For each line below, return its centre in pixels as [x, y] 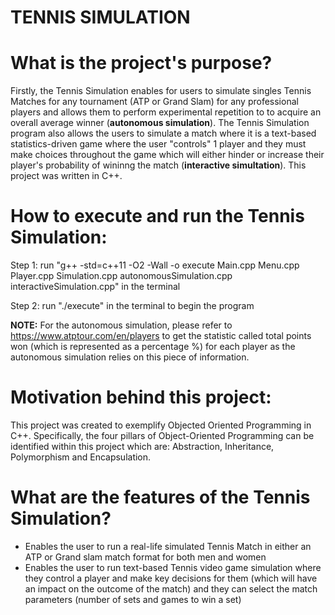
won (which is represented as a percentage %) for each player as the [153, 347]
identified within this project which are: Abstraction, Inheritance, [142, 446]
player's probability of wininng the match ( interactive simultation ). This [158, 165]
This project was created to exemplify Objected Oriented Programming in [161, 425]
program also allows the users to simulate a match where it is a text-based [163, 133]
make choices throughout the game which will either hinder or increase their [167, 155]
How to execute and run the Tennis [157, 216]
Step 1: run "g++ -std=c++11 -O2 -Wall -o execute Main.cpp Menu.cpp [155, 265]
